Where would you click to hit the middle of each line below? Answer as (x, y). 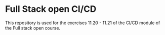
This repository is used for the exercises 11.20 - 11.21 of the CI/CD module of (83, 23)
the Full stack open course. (33, 28)
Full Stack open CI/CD (51, 9)
